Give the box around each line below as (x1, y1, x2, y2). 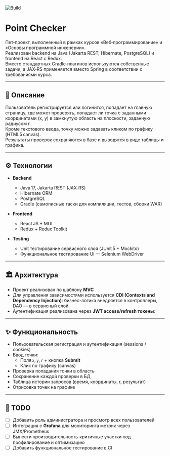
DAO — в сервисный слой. (12, 303, 70, 309)
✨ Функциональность (5, 327, 78, 336)
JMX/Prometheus (12, 428, 50, 435)
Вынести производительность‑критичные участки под (12, 434, 131, 440)
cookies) (12, 347, 31, 353)
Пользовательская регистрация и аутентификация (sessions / (12, 341, 147, 347)
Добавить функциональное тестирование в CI (12, 445, 112, 451)
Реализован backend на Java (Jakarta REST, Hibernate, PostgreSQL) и (5, 50, 154, 56)
